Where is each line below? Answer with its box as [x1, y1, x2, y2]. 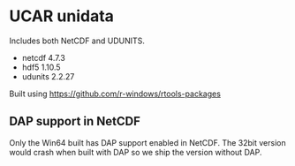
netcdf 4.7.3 [21, 52, 66, 63]
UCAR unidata [9, 6, 115, 26]
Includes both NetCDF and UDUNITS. [9, 35, 146, 46]
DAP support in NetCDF [9, 114, 141, 129]
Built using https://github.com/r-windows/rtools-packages [9, 88, 221, 99]
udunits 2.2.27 [21, 71, 75, 81]
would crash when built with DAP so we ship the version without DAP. [9, 147, 262, 157]
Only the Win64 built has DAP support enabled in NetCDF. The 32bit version [9, 137, 286, 147]
